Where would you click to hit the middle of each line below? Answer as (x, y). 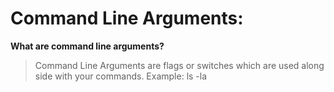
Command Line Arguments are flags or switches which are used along (179, 65)
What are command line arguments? (87, 46)
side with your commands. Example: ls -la (121, 76)
